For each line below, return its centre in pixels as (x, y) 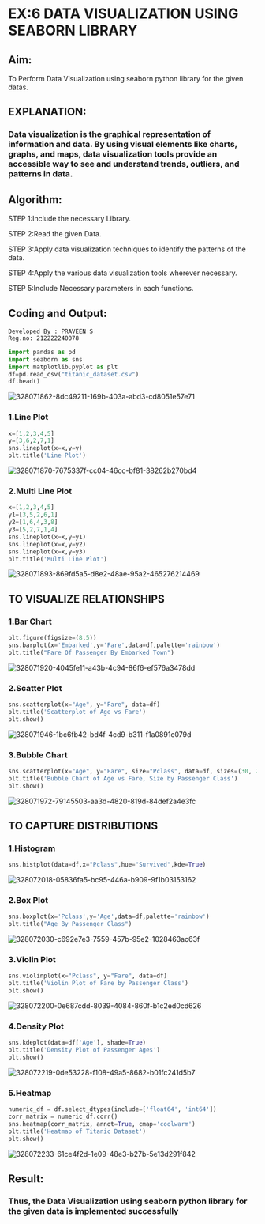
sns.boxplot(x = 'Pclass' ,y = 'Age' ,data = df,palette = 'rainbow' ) (109, 917)
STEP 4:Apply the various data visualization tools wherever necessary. (123, 273)
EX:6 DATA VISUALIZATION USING (123, 14)
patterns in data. (41, 174)
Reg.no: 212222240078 (44, 338)
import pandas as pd (42, 352)
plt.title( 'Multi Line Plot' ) (58, 559)
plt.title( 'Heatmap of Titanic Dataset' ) (77, 1131)
